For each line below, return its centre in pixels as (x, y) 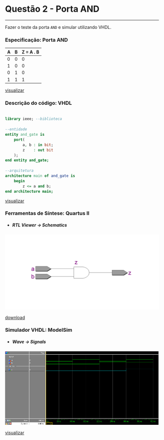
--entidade (16, 129)
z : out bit (38, 150)
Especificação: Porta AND (37, 40)
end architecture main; (29, 191)
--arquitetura (20, 171)
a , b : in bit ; (38, 145)
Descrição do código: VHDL (39, 103)
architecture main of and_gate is (40, 176)
